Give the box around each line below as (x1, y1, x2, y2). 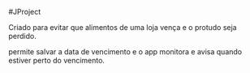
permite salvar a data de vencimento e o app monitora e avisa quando (8, 47, 242, 56)
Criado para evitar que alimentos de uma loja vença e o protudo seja (8, 23, 237, 32)
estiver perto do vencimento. (8, 56, 106, 65)
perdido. (8, 32, 37, 41)
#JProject (8, 7, 41, 16)
